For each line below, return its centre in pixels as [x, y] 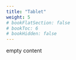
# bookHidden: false [32, 34]
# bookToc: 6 [22, 28]
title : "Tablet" [26, 12]
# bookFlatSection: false [38, 23]
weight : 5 [18, 17]
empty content [24, 50]
